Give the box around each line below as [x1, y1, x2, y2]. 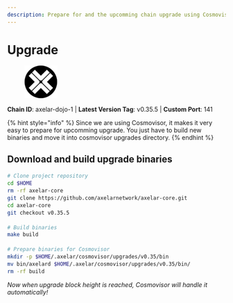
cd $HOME [7, 180, 33, 187]
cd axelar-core [7, 202, 51, 208]
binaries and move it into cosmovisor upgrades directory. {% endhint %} [7, 133, 214, 142]
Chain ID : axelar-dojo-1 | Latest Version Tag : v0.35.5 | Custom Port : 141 [7, 105, 213, 113]
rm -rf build [7, 268, 45, 275]
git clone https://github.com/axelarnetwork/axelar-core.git [7, 195, 188, 202]
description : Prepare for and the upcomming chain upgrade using [7, 11, 200, 18]
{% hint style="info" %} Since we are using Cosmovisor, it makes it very [7, 118, 213, 126]
